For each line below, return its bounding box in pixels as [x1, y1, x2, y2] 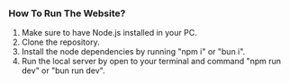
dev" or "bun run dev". [21, 65, 105, 76]
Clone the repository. [21, 37, 100, 47]
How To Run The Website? [8, 7, 126, 20]
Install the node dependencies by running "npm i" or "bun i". [21, 46, 246, 57]
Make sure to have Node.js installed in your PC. [21, 28, 197, 38]
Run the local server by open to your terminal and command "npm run [21, 56, 281, 67]
